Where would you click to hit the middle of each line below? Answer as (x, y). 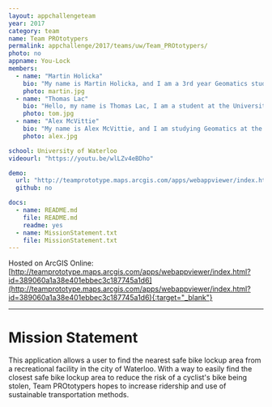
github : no (34, 188)
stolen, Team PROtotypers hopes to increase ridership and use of (117, 386)
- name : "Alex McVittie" (57, 121)
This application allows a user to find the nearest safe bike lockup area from (135, 360)
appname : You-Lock (39, 61)
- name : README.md (47, 210)
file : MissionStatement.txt (70, 240)
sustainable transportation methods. (69, 395)
